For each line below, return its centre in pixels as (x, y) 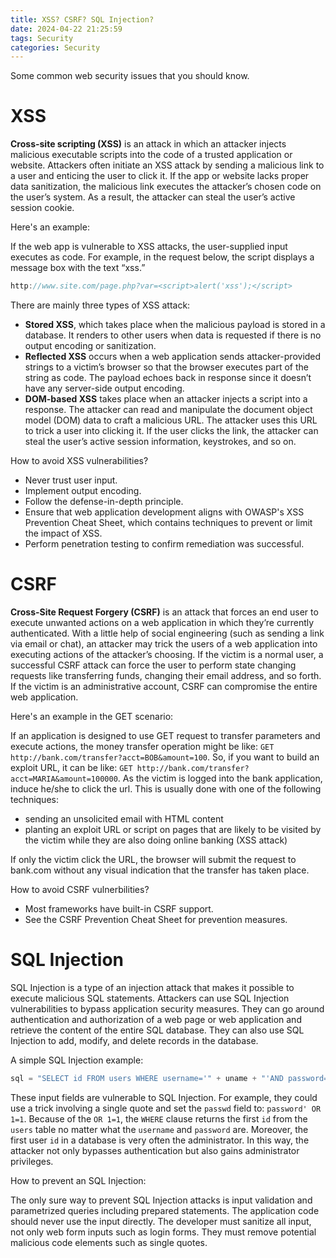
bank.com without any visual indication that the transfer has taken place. (160, 870)
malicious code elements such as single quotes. (109, 1242)
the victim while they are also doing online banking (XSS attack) (156, 840)
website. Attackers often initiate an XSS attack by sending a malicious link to (167, 165)
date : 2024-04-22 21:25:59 (66, 29)
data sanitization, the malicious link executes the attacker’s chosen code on (166, 187)
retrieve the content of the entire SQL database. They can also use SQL (157, 1030)
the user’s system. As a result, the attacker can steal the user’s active (153, 197)
